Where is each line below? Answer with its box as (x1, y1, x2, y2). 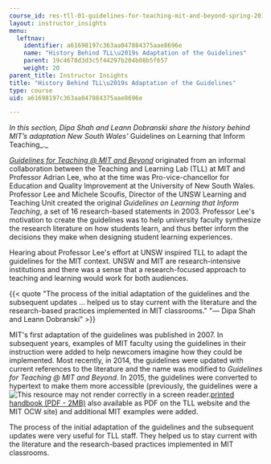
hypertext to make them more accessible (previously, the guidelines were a (9, 381, 258, 391)
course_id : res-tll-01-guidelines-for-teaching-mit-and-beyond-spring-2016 (9, 11, 269, 20)
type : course (9, 86, 53, 95)
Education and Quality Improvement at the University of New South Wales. (9, 181, 256, 191)
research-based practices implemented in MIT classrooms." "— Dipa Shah (9, 306, 256, 315)
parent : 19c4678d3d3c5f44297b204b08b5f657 (23, 57, 168, 65)
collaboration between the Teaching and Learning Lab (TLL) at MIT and (9, 164, 245, 173)
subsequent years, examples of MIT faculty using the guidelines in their (9, 339, 246, 348)
